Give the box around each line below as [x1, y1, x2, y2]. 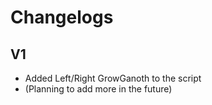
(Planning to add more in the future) [24, 83, 173, 95]
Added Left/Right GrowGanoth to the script [24, 72, 202, 84]
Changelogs [10, 6, 114, 29]
